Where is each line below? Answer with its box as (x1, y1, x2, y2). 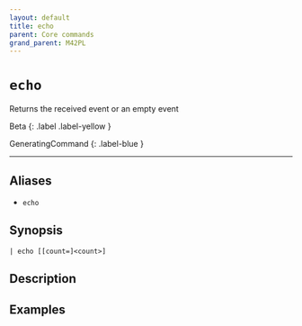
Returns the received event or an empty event (9, 104, 180, 114)
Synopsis (9, 222, 63, 239)
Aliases (9, 173, 52, 188)
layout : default (9, 13, 70, 23)
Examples (9, 302, 66, 317)
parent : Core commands (9, 30, 94, 39)
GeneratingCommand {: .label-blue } (9, 139, 144, 149)
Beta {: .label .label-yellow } (9, 121, 111, 131)
